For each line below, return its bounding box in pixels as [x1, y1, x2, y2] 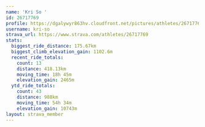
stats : [6, 37, 23, 43]
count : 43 [17, 89, 42, 95]
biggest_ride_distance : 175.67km [11, 43, 97, 49]
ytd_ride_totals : [11, 83, 56, 89]
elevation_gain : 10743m [17, 105, 78, 112]
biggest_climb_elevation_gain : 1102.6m [11, 49, 113, 55]
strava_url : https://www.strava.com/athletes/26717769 [6, 32, 149, 38]
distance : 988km [17, 94, 59, 100]
